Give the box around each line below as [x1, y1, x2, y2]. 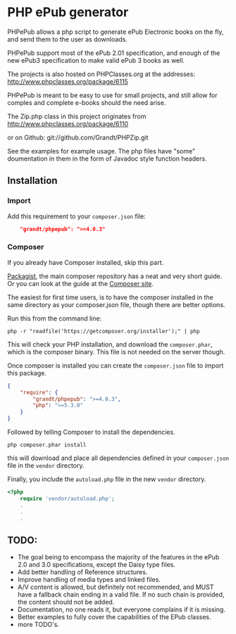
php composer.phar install [7, 442, 87, 449]
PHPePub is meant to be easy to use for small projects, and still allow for [7, 91, 218, 99]
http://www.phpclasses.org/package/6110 [7, 119, 129, 128]
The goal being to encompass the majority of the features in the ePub [17, 553, 220, 561]
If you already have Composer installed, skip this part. [7, 258, 164, 266]
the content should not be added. [17, 598, 115, 607]
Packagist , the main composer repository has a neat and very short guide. [7, 272, 223, 280]
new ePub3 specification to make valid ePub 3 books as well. [7, 56, 185, 64]
